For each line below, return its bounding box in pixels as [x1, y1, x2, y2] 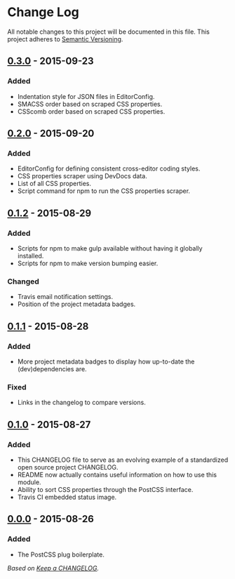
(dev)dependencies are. [17, 364, 87, 373]
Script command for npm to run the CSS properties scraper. [17, 187, 191, 195]
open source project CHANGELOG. [17, 462, 119, 471]
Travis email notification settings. [17, 293, 114, 301]
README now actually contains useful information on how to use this [17, 470, 217, 479]
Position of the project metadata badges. [17, 300, 136, 309]
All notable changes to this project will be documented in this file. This [7, 27, 210, 36]
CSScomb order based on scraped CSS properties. [17, 107, 166, 116]
